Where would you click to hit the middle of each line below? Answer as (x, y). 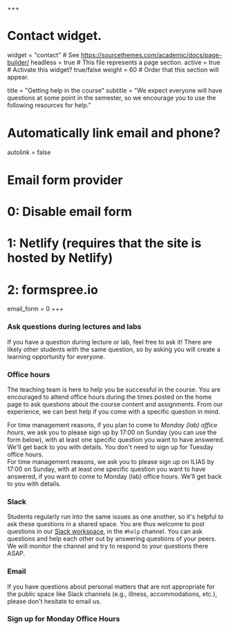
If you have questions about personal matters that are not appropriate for (111, 586)
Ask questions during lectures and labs (74, 327)
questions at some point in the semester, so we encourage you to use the (112, 98)
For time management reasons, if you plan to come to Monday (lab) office (112, 425)
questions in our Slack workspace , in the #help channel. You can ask (105, 531)
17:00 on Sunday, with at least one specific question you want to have (107, 469)
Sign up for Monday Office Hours (64, 619)
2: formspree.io (53, 289)
